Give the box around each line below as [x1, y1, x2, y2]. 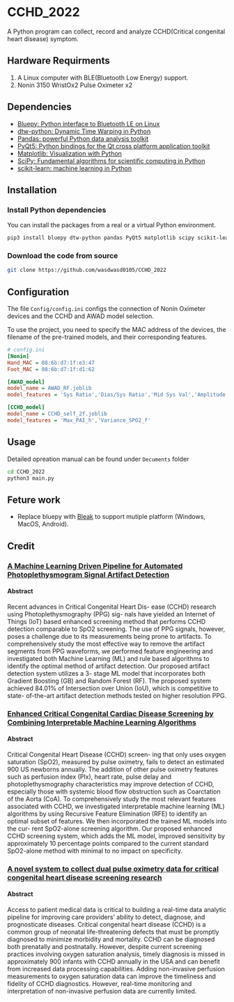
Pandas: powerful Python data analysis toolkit [17, 134, 149, 143]
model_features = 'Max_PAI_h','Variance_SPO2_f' [7, 416, 151, 424]
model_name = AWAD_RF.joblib [7, 385, 92, 392]
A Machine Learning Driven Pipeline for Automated [7, 561, 183, 570]
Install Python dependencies [7, 205, 107, 215]
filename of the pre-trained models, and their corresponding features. [7, 333, 208, 342]
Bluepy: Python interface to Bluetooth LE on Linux [17, 119, 160, 128]
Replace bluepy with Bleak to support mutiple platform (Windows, [17, 513, 205, 521]
